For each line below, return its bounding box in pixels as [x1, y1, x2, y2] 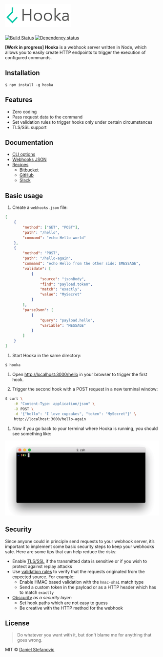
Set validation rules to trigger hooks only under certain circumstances [12, 119, 153, 125]
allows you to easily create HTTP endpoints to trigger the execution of [5, 49, 146, 55]
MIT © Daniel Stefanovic [5, 647, 55, 653]
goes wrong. [17, 637, 43, 643]
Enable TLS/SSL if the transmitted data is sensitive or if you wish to [12, 558, 147, 564]
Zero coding [12, 109, 37, 114]
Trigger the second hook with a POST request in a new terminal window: [12, 386, 158, 392]
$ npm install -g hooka [5, 82, 54, 87]
